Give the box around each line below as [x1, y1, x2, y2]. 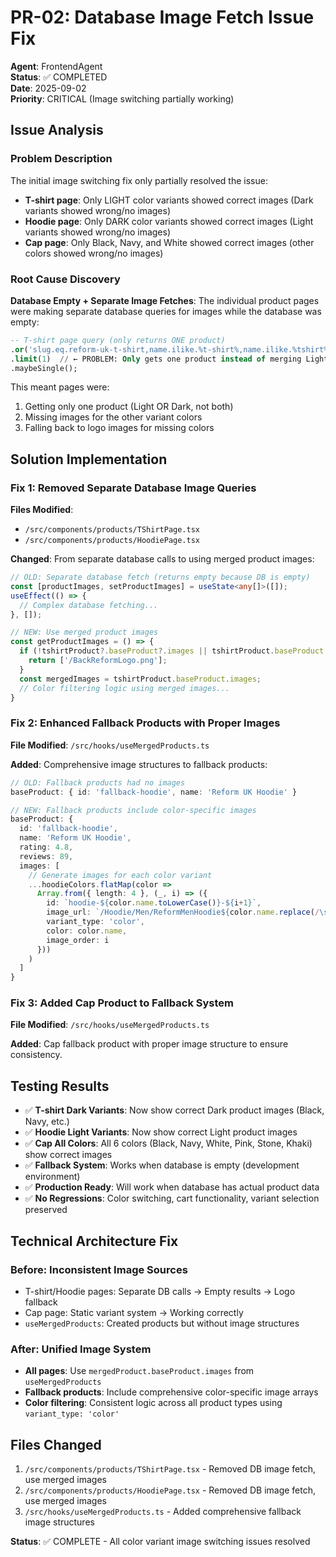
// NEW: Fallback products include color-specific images [10, 805, 257, 815]
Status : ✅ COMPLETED [10, 71, 108, 83]
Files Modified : [10, 504, 74, 516]
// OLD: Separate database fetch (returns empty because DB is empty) [10, 572, 311, 583]
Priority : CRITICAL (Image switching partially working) [10, 92, 235, 105]
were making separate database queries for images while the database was [10, 305, 322, 317]
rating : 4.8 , [19, 842, 74, 853]
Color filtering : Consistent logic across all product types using [24, 1397, 283, 1409]
